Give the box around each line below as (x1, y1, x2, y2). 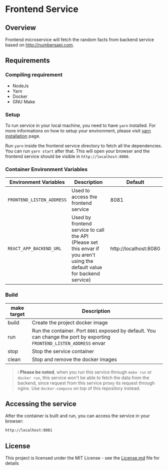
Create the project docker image (31, 319, 108, 326)
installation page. (5, 133, 41, 139)
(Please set (71, 239, 98, 246)
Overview (5, 23, 36, 32)
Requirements (5, 56, 50, 65)
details (5, 461, 19, 467)
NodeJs (12, 82, 29, 88)
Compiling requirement (5, 71, 62, 78)
